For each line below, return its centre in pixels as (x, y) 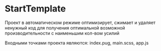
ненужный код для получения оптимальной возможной (65, 27)
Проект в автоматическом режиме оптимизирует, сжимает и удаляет (80, 22)
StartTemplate (35, 9)
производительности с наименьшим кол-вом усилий (62, 33)
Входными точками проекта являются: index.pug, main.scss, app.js (77, 42)
